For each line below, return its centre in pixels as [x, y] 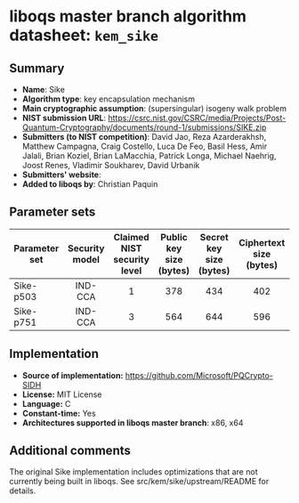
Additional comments [70, 451]
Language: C [46, 403]
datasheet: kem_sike [84, 35]
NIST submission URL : [64, 118]
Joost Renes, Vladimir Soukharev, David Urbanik [111, 165]
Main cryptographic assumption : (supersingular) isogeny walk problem [154, 108]
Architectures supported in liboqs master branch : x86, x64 [133, 422]
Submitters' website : [61, 174]
